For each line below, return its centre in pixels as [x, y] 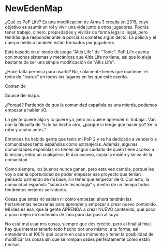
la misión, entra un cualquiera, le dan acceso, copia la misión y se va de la [79, 154]
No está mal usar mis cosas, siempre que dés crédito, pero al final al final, [79, 224]
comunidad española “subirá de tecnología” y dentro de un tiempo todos [77, 184]
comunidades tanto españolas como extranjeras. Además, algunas [71, 144]
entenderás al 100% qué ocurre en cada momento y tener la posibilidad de [79, 234]
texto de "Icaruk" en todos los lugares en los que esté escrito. [66, 77]
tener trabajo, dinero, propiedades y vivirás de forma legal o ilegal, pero [76, 32]
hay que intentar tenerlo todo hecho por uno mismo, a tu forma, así [72, 229]
